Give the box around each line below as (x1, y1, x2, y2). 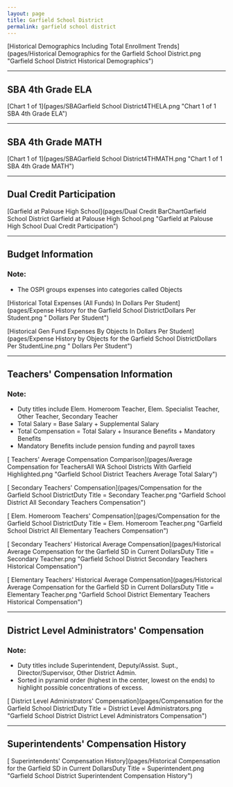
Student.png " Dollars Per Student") (7, 314, 110, 322)
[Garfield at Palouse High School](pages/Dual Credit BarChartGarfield (7, 206, 207, 216)
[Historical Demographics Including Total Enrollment (7, 42, 156, 51)
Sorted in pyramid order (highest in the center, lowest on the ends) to (17, 676, 215, 684)
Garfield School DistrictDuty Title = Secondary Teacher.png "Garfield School (7, 491, 226, 499)
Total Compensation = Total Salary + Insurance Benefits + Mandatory (17, 427, 216, 435)
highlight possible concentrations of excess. (17, 683, 144, 692)
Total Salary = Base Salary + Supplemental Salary (17, 420, 159, 428)
